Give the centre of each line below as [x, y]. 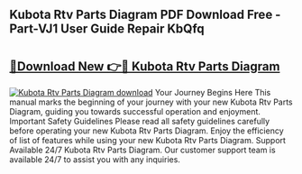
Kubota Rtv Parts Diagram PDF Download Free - [145, 15]
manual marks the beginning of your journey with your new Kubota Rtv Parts [151, 102]
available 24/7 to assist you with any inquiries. [95, 160]
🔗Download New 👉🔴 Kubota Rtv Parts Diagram [145, 66]
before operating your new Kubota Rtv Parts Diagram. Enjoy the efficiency [146, 131]
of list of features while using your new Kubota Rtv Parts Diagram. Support [148, 140]
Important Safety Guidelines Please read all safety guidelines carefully [140, 121]
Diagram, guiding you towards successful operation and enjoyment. [135, 111]
